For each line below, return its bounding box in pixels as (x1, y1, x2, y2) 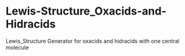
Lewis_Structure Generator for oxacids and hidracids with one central (5, 37, 180, 44)
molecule (5, 44, 29, 51)
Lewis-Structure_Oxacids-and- (5, 4, 167, 18)
